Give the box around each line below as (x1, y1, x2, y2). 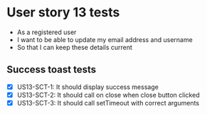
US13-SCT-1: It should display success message (16, 83, 159, 91)
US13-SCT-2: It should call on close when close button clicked (16, 90, 200, 99)
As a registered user (16, 28, 77, 36)
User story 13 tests (6, 4, 120, 21)
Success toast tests (6, 63, 97, 76)
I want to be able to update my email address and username (16, 35, 193, 43)
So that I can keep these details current (16, 43, 133, 51)
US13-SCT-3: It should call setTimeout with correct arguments (16, 98, 200, 107)
